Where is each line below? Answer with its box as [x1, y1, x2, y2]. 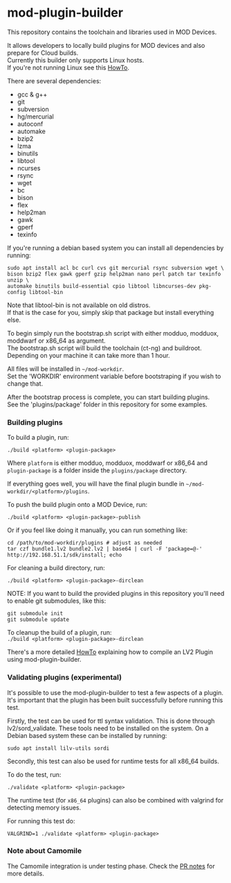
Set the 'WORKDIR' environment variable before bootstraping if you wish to [7, 372, 221, 380]
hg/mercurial [17, 112, 54, 121]
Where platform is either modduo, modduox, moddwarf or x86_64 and [7, 459, 208, 468]
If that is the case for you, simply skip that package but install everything [7, 308, 214, 316]
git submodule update [7, 616, 70, 624]
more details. [7, 869, 45, 877]
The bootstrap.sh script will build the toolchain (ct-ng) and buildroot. [7, 343, 202, 352]
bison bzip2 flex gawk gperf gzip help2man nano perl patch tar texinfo [7, 271, 221, 277]
